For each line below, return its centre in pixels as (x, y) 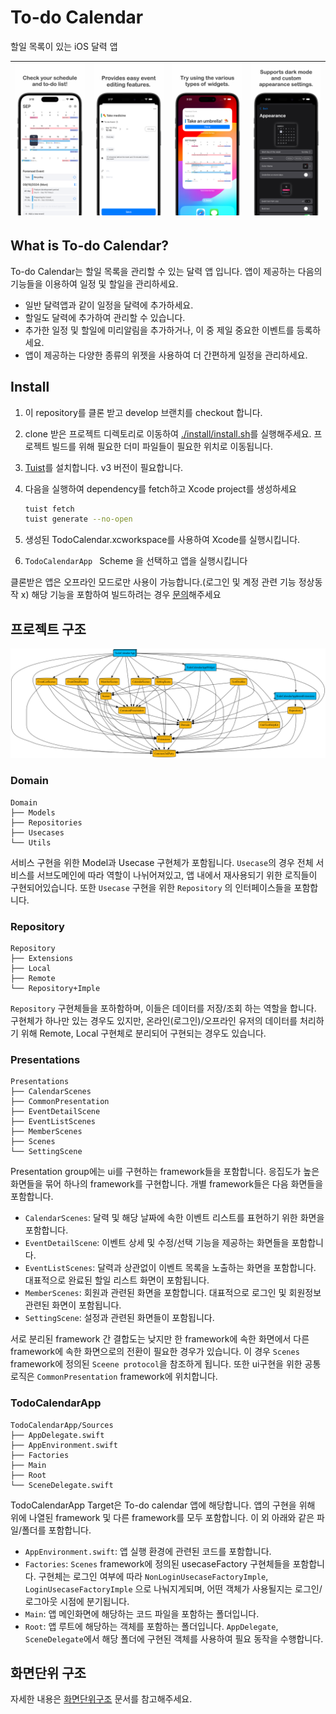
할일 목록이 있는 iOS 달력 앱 (64, 46)
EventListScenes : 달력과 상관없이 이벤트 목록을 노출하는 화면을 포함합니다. (170, 1268)
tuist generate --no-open (78, 519)
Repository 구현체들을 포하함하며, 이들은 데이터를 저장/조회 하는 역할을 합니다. (163, 1008)
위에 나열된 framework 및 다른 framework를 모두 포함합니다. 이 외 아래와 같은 (162, 1517)
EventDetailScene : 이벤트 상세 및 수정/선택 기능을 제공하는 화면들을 (157, 1243)
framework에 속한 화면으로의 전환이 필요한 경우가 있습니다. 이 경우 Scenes (155, 1352)
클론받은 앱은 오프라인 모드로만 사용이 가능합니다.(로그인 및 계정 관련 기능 (153, 582)
